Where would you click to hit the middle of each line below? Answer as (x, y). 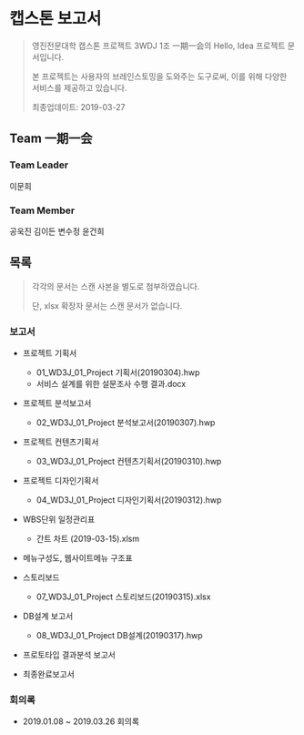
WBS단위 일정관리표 (59, 519)
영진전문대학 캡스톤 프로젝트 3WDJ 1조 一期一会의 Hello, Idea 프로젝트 (158, 46)
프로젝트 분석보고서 (57, 403)
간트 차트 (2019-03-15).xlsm (88, 539)
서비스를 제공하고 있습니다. (79, 87)
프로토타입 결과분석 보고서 (69, 655)
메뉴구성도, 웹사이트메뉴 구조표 (78, 558)
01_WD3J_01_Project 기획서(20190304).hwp (118, 373)
